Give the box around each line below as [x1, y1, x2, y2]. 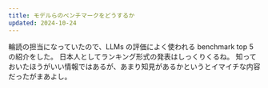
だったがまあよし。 [8, 71, 72, 81]
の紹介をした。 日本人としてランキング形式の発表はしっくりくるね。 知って [8, 52, 258, 61]
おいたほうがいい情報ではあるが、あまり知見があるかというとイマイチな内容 [8, 61, 261, 71]
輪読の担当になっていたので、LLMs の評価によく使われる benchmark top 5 [8, 41, 254, 52]
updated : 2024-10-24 [8, 19, 78, 27]
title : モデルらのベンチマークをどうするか [8, 11, 135, 20]
